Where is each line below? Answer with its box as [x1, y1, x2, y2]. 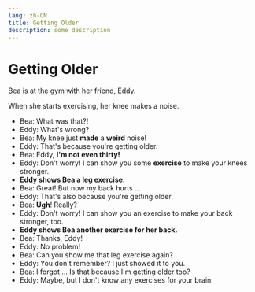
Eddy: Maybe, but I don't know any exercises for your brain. [19, 275, 214, 285]
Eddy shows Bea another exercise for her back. [19, 225, 178, 235]
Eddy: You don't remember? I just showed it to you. [19, 259, 186, 268]
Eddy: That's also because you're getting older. [19, 192, 173, 201]
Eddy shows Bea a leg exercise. [19, 175, 126, 185]
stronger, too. [19, 217, 64, 227]
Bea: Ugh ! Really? [19, 200, 77, 209]
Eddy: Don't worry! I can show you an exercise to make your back [19, 209, 233, 218]
